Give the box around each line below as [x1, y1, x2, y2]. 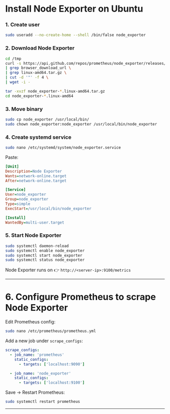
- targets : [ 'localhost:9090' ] [18, 361, 85, 367]
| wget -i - [5, 79, 30, 85]
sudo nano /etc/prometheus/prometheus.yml [5, 328, 96, 334]
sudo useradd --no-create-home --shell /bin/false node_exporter [5, 32, 146, 38]
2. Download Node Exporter [5, 45, 75, 52]
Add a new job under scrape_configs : [5, 338, 83, 344]
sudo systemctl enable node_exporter [5, 248, 85, 253]
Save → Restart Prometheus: [5, 389, 65, 395]
